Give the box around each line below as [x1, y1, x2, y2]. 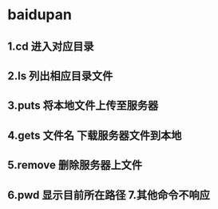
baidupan [7, 6, 73, 24]
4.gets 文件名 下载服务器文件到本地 [7, 128, 182, 142]
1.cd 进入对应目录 [7, 39, 94, 53]
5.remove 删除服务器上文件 [7, 159, 143, 172]
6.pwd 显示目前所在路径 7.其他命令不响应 [7, 188, 211, 202]
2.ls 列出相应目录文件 [7, 69, 113, 82]
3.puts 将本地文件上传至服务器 [7, 98, 159, 113]
